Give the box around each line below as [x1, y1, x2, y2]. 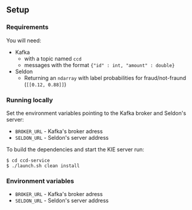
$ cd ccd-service [6, 157, 50, 163]
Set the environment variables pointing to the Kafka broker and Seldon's [6, 109, 187, 117]
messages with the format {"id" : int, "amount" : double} [24, 61, 175, 68]
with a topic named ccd [24, 54, 82, 62]
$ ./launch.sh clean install [6, 163, 80, 169]
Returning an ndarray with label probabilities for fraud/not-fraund [24, 74, 187, 81]
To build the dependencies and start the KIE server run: [6, 145, 144, 153]
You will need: [6, 36, 41, 44]
